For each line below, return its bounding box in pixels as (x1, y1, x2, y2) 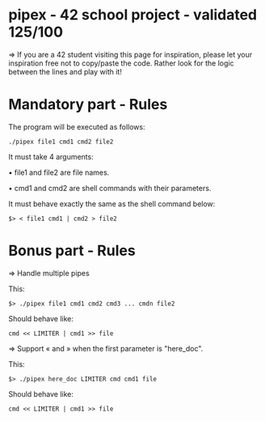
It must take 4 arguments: (8, 151, 95, 161)
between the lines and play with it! (8, 66, 123, 76)
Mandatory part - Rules (8, 96, 168, 114)
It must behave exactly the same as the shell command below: (8, 198, 216, 208)
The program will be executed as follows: (8, 121, 145, 131)
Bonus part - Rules (8, 241, 136, 260)
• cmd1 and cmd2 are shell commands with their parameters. (8, 183, 212, 193)
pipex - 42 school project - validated (8, 6, 258, 24)
